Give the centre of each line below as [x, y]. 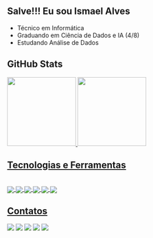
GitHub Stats [35, 64]
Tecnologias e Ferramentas [67, 165]
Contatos [27, 211]
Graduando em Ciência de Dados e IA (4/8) [78, 35]
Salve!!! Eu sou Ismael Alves [69, 11]
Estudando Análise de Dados [58, 42]
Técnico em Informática [50, 28]
